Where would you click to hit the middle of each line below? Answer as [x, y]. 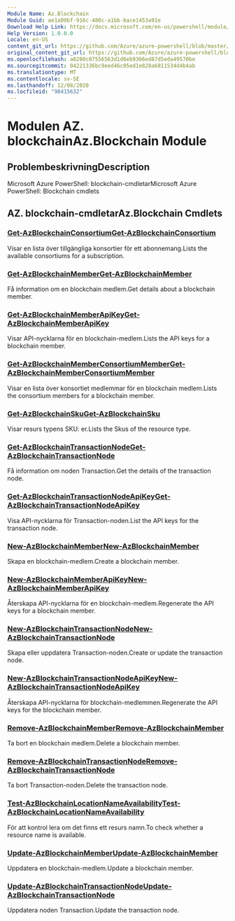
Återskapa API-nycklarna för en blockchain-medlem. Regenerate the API [111, 604]
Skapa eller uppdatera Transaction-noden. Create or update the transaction [115, 653]
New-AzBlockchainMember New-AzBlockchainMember [103, 546]
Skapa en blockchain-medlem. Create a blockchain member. [93, 561]
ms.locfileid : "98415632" [45, 92]
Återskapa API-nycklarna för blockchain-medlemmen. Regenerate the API [113, 702]
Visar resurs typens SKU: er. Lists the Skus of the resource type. [99, 429]
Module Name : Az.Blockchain [48, 14]
